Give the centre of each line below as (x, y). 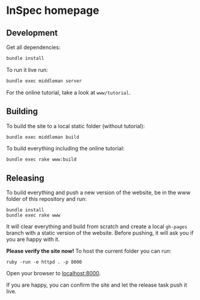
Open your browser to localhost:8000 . (54, 273)
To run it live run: (27, 69)
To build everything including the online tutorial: (65, 148)
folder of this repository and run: (47, 199)
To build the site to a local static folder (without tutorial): (76, 126)
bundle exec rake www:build (42, 160)
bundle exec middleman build (43, 137)
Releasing (25, 178)
